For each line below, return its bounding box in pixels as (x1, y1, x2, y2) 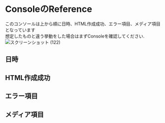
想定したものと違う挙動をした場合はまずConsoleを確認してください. (5, 33, 145, 39)
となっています (5, 27, 36, 33)
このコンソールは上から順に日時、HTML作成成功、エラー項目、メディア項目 (5, 21, 161, 27)
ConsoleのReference (5, 3, 93, 15)
